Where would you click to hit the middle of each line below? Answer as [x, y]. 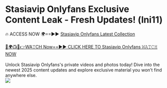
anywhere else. [21, 75]
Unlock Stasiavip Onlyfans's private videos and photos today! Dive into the [82, 64]
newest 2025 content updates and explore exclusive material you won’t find [84, 70]
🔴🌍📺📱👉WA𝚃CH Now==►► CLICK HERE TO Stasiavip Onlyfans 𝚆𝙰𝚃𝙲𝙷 [81, 46]
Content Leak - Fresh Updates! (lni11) [84, 20]
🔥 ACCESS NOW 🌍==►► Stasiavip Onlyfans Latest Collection [70, 34]
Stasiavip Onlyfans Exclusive [67, 9]
